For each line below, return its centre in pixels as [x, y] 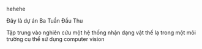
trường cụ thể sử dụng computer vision [56, 39]
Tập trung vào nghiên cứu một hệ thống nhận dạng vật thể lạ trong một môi [101, 32]
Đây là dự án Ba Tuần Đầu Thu [45, 21]
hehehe [16, 9]
